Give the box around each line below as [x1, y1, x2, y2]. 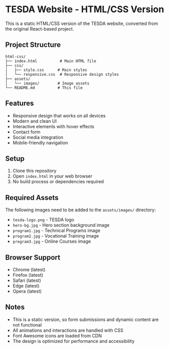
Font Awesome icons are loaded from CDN [12, 332, 103, 339]
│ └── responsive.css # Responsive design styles [5, 72, 119, 77]
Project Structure [5, 41, 61, 49]
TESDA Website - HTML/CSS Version [5, 4, 164, 15]
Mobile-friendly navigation [12, 139, 69, 146]
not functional [12, 322, 42, 328]
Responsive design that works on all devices [12, 112, 106, 119]
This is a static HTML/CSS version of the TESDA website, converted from [5, 20, 158, 26]
